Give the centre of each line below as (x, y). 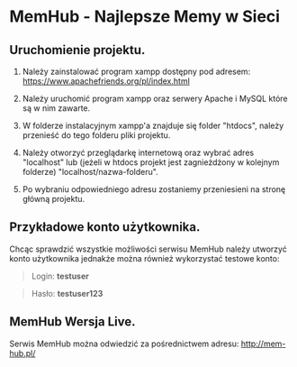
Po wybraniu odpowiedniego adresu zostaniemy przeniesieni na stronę (154, 189)
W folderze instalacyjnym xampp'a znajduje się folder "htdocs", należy (153, 125)
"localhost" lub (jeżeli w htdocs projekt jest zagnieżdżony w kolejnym (151, 162)
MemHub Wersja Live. (72, 322)
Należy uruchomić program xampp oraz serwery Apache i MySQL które (155, 98)
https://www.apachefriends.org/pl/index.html (106, 81)
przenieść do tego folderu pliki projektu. (96, 135)
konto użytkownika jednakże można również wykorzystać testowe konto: (144, 258)
